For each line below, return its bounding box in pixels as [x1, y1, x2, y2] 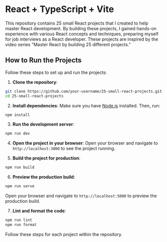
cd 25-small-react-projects [5, 93, 64, 98]
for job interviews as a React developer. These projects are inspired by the [5, 36, 158, 42]
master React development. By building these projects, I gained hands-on [5, 25, 156, 31]
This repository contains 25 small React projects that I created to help [5, 20, 148, 26]
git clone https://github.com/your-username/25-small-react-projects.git [5, 89, 162, 94]
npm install [5, 112, 30, 117]
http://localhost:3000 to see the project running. [12, 146, 115, 152]
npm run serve [5, 184, 35, 189]
